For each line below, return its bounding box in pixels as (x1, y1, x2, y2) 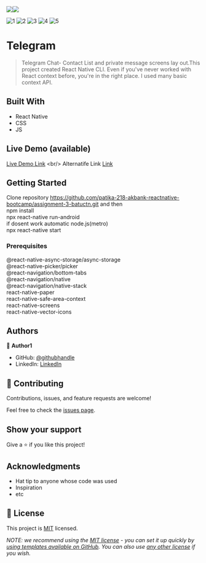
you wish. (6, 549, 31, 557)
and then (100, 200, 123, 208)
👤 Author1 (6, 342, 33, 349)
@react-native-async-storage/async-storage (6, 255, 121, 263)
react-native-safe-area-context (6, 295, 86, 302)
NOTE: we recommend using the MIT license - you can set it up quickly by (6, 536, 195, 543)
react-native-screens (6, 301, 60, 309)
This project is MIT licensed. (6, 524, 78, 532)
